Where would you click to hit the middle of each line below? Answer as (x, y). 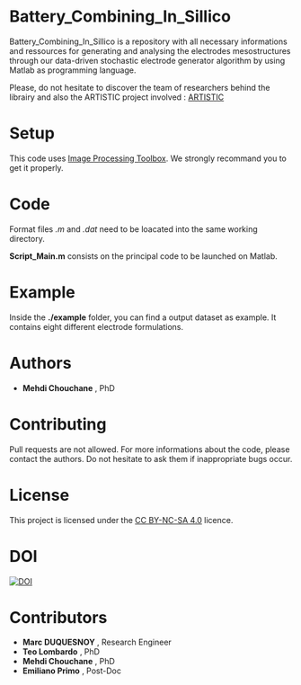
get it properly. (37, 167)
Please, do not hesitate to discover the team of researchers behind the (140, 87)
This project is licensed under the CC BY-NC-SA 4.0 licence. (121, 520)
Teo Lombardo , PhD (61, 652)
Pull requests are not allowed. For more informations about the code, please (150, 449)
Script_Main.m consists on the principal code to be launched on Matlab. (144, 256)
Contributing (58, 424)
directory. (27, 238)
